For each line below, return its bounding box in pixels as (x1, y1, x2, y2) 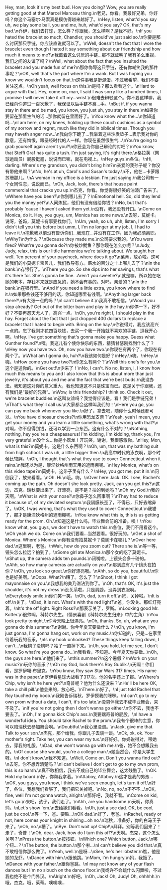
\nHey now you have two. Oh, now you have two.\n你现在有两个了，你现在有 (5, 347, 162, 352)
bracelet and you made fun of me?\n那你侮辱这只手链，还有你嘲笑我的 (5, 64, 150, 70)
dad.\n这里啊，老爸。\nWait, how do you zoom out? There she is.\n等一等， (5, 543, 161, 549)
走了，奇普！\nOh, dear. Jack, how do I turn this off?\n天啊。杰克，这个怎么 (5, 830, 161, 836)
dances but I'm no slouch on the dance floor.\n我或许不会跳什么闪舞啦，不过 (5, 867, 162, 873)
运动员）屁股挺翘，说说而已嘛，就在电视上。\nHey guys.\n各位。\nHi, (9, 156, 153, 162)
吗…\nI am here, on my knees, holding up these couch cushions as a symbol (5, 120, 162, 125)
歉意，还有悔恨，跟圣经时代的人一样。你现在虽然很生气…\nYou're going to (5, 137, 158, 143)
